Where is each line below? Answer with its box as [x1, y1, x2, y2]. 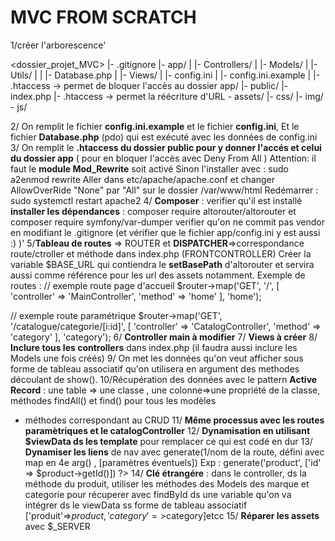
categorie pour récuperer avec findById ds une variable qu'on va [24, 488, 292, 500]
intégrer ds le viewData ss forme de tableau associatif [24, 499, 248, 511]
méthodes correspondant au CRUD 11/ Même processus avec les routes [24, 414, 325, 426]
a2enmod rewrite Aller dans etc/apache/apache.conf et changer [10, 173, 275, 185]
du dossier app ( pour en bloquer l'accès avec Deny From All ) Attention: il [10, 152, 317, 164]
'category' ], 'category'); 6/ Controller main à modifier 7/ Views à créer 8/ [10, 331, 318, 343]
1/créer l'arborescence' [10, 39, 107, 51]
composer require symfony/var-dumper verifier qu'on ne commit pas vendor [10, 216, 326, 228]
